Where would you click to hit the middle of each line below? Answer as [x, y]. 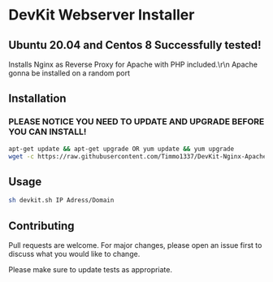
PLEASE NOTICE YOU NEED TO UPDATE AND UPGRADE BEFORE [136, 122]
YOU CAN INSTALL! [48, 132]
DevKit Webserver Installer [102, 15]
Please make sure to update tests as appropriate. [91, 269]
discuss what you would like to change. [74, 254]
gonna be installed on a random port [69, 73]
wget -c [22, 156]
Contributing [41, 226]
